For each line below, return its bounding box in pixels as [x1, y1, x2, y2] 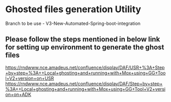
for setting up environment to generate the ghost [5, 43, 165, 52]
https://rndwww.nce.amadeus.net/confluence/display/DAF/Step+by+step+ [5, 80, 163, 87]
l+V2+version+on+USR [5, 75, 54, 81]
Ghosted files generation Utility [5, 4, 141, 15]
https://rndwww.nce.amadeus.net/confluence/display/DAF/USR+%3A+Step [5, 64, 165, 71]
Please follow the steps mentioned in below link [5, 35, 160, 44]
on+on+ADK [5, 91, 32, 97]
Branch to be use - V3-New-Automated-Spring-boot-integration [5, 20, 141, 26]
